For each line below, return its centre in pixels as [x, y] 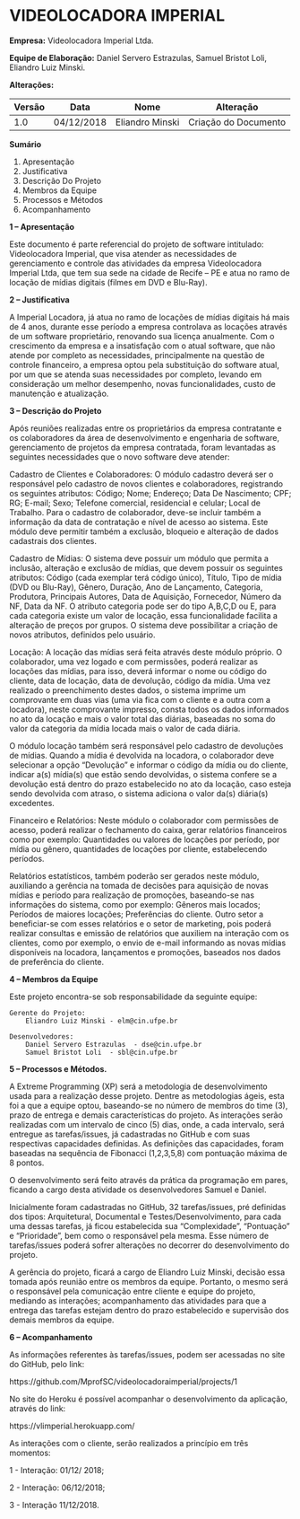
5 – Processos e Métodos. [58, 1068]
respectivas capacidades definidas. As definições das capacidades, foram [147, 1143]
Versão [30, 107]
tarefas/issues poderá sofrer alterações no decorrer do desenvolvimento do [150, 1245]
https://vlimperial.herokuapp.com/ [72, 1426]
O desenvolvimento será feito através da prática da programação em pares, [149, 1180]
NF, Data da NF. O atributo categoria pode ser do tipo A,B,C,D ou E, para [143, 606]
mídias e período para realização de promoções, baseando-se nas [132, 895]
